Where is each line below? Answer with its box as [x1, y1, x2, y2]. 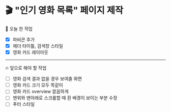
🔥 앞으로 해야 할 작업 [5, 65, 47, 71]
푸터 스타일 [12, 101, 35, 107]
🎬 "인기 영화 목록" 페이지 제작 [5, 5, 124, 16]
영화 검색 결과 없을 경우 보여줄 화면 [12, 76, 82, 82]
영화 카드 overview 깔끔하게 [12, 89, 69, 95]
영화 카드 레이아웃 [12, 49, 48, 55]
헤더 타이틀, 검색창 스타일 [12, 43, 64, 49]
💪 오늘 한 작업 [5, 25, 33, 32]
